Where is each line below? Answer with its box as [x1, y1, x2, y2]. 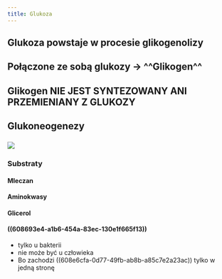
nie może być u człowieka [17, 248, 94, 257]
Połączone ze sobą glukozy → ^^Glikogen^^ [7, 61, 203, 73]
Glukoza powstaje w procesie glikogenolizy [7, 37, 204, 49]
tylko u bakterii [17, 241, 62, 249]
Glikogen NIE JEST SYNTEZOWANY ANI [7, 84, 187, 97]
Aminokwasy [7, 192, 48, 201]
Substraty [7, 159, 43, 169]
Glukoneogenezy [7, 120, 85, 132]
